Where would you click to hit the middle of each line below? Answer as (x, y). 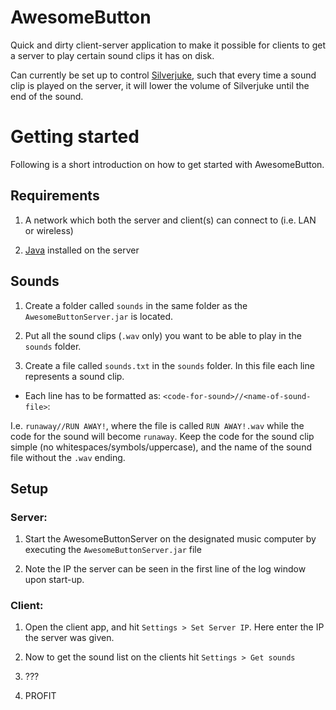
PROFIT (40, 696)
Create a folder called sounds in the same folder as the (136, 305)
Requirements (55, 196)
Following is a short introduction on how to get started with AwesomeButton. (167, 164)
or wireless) (49, 230)
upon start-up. (54, 580)
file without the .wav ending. (68, 457)
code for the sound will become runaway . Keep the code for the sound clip (162, 436)
